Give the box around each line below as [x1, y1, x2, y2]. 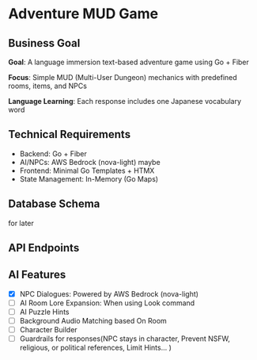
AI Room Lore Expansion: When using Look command [19, 298, 195, 308]
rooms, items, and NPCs [8, 81, 87, 90]
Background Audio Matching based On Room [19, 316, 168, 326]
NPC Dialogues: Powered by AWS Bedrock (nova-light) [19, 289, 199, 298]
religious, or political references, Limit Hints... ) [19, 343, 172, 353]
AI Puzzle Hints [19, 307, 70, 316]
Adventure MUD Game [8, 5, 159, 23]
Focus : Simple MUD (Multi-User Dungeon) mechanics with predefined [8, 73, 237, 82]
